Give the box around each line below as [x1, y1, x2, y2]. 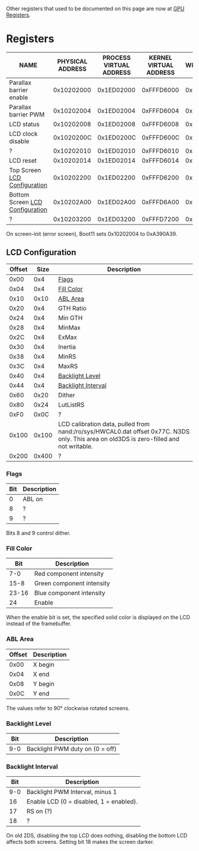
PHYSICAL [57, 57, 88, 65]
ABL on [23, 495, 43, 504]
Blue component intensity [34, 589, 105, 597]
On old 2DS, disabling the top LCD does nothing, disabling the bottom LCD [6, 832, 188, 839]
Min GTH [58, 314, 83, 322]
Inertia [58, 343, 76, 351]
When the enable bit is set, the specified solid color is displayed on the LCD [6, 614, 191, 621]
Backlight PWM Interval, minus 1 [26, 788, 117, 796]
